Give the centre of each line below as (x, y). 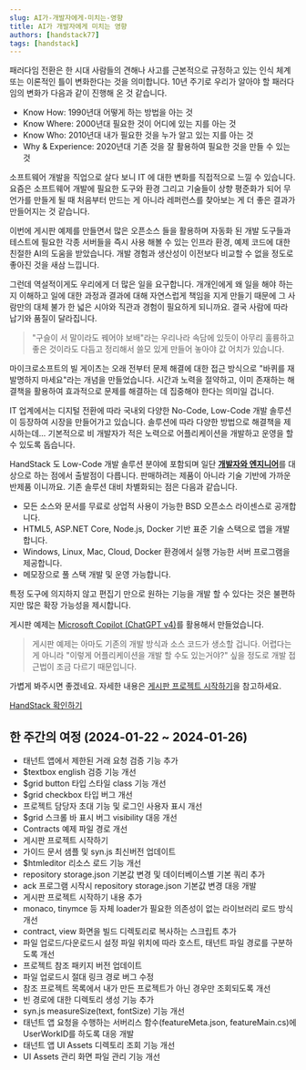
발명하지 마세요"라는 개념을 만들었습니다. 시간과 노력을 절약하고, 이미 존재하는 (148, 380)
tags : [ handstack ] (44, 43)
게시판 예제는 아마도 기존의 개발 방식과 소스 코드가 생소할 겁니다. (146, 644)
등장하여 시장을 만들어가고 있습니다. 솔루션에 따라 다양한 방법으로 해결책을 (150, 422)
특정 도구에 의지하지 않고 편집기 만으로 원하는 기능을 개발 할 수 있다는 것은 (140, 594)
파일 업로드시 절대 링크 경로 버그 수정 (88, 977)
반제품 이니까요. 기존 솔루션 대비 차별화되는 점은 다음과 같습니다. (124, 487)
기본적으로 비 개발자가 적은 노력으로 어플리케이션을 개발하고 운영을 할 (171, 433)
